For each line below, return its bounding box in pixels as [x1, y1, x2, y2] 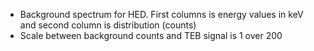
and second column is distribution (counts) [19, 19, 197, 31]
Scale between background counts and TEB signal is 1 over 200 [19, 30, 283, 41]
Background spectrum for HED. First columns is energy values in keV [19, 9, 304, 20]
